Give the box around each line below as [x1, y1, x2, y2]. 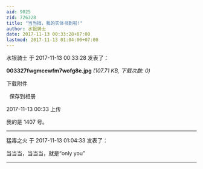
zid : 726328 [6, 14, 36, 21]
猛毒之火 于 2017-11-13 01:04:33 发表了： [6, 137, 109, 144]
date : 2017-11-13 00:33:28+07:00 [6, 31, 91, 37]
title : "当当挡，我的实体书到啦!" [6, 20, 83, 26]
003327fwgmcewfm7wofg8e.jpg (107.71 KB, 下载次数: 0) [6, 67, 151, 74]
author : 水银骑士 [6, 25, 47, 32]
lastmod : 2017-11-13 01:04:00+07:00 [6, 37, 98, 43]
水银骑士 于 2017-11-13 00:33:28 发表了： [6, 54, 109, 61]
